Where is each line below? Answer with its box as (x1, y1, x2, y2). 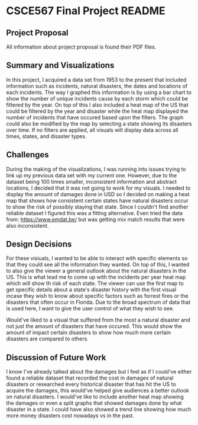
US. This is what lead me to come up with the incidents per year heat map (6, 274, 186, 281)
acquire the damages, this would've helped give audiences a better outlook (6, 387, 189, 394)
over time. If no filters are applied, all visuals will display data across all (6, 126, 178, 134)
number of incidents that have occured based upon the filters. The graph (6, 113, 184, 121)
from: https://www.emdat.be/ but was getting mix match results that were (6, 216, 185, 223)
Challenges (6, 150, 49, 160)
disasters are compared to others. (6, 335, 89, 342)
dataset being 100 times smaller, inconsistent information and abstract (6, 178, 177, 185)
